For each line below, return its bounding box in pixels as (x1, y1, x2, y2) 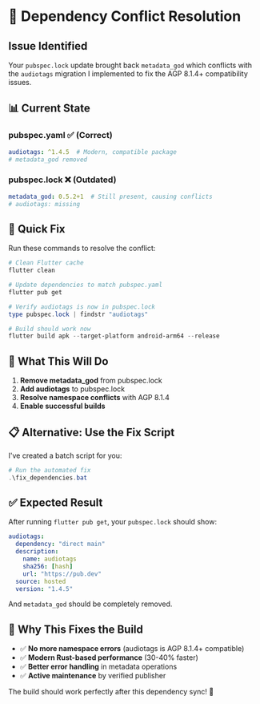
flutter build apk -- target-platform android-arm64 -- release (8, 332, 220, 340)
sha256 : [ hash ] (22, 562, 74, 570)
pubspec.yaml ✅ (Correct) (8, 130, 114, 141)
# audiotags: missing (8, 200, 81, 208)
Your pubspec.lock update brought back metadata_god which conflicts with (8, 60, 253, 70)
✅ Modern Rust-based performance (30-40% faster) (19, 653, 198, 662)
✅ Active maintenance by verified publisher (19, 671, 166, 681)
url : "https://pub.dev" (22, 569, 102, 578)
